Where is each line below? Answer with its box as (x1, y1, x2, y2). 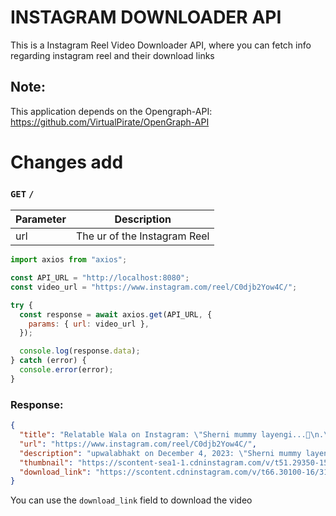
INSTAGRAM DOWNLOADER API (10, 6, 282, 29)
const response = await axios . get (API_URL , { (19, 309, 213, 320)
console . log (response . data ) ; (19, 346, 141, 356)
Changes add (10, 151, 124, 173)
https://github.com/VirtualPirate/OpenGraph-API (10, 116, 210, 128)
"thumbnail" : (19, 457, 74, 468)
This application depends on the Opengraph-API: (10, 105, 213, 117)
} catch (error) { (10, 356, 87, 366)
